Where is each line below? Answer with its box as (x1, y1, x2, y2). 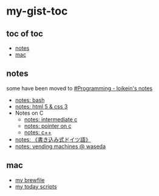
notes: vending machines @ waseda (15, 143, 106, 150)
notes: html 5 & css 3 (15, 103, 68, 110)
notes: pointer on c (24, 122, 72, 129)
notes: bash (15, 96, 45, 104)
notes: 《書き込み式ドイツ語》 (15, 135, 91, 143)
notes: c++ (24, 129, 52, 136)
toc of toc (6, 29, 44, 39)
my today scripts (15, 183, 58, 190)
